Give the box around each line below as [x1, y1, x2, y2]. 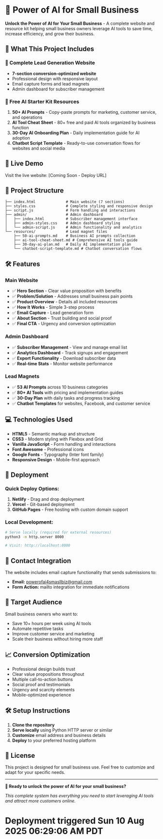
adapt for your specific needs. [5, 769, 65, 775]
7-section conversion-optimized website [12, 70, 97, 76]
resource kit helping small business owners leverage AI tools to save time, [5, 25, 153, 31]
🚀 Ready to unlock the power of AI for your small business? [5, 784, 126, 789]
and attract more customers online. [5, 798, 76, 804]
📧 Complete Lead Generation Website [5, 59, 96, 66]
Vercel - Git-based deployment [12, 502, 75, 507]
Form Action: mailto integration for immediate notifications [12, 584, 130, 590]
